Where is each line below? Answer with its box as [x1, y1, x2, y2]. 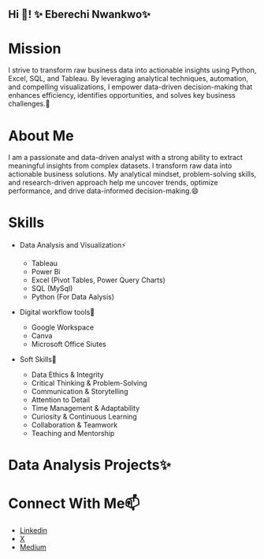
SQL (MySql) [31, 284, 73, 293]
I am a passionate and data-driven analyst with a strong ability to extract [8, 153, 243, 162]
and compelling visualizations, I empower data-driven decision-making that [8, 82, 253, 91]
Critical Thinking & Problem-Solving [31, 378, 147, 388]
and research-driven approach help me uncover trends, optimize [8, 178, 218, 188]
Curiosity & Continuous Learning [31, 412, 138, 422]
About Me [8, 127, 74, 144]
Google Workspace [31, 322, 95, 332]
